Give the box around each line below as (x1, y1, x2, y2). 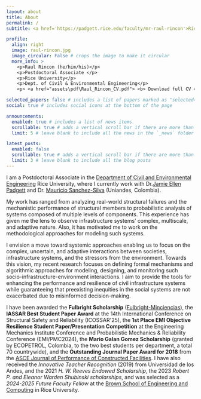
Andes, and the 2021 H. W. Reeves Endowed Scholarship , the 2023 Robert (6, 367, 190, 374)
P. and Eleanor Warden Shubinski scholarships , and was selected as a (6, 373, 179, 380)
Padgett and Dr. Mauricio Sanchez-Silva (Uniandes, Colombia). (6, 186, 162, 194)
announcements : (6, 113, 44, 119)
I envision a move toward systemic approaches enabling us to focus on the (6, 241, 191, 248)
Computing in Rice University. (6, 386, 80, 393)
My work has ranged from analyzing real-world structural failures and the (6, 198, 187, 205)
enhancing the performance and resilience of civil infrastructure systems (6, 279, 186, 287)
